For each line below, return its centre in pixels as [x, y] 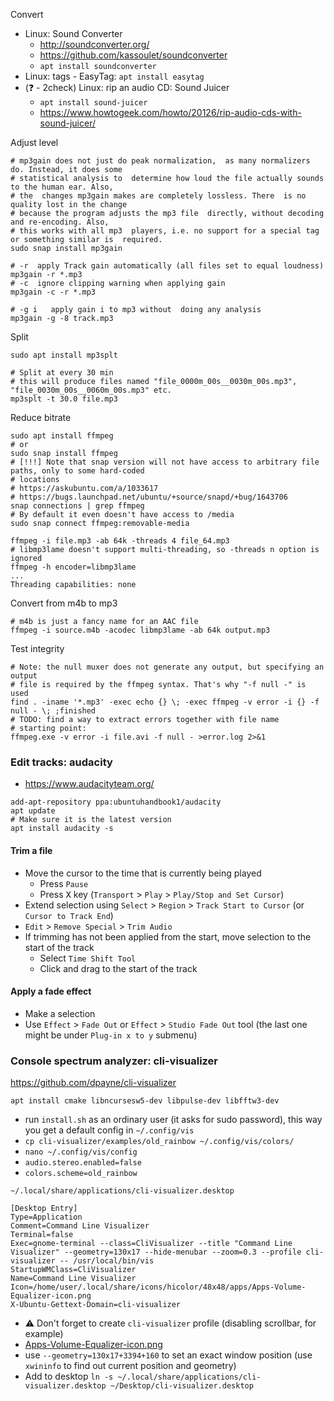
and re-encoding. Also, [60, 222]
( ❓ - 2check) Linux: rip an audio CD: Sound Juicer [127, 87]
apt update [33, 811]
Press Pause [64, 883]
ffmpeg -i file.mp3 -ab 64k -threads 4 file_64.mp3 [120, 541]
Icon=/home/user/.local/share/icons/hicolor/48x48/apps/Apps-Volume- [158, 1287]
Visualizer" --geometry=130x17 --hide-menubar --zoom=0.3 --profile [156, 1252]
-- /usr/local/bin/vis [107, 1261]
